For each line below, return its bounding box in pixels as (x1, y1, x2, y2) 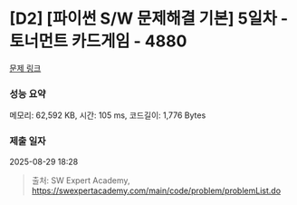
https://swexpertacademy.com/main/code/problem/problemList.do (31, 185, 282, 196)
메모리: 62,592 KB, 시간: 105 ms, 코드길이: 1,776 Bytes (9, 110, 206, 121)
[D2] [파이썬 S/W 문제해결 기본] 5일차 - (9, 8, 289, 29)
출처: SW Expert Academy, (31, 174, 130, 186)
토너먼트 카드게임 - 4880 (9, 31, 187, 52)
